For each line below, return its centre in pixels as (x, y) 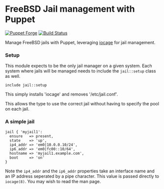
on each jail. (17, 109)
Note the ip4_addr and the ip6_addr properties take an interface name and (80, 171)
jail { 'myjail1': (24, 132)
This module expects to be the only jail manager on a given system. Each (79, 66)
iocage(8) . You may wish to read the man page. (53, 181)
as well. (13, 76)
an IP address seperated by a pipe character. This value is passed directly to (82, 176)
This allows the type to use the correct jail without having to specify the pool (82, 104)
